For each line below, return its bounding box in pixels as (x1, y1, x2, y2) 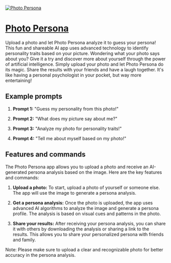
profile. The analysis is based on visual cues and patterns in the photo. (12, 211, 161, 217)
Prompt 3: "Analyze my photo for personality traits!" (12, 125, 122, 131)
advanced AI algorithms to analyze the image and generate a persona (12, 205, 159, 211)
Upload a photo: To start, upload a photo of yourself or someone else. (12, 184, 160, 191)
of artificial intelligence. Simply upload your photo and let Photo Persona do (5, 61, 164, 67)
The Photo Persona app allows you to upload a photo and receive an (5, 164, 149, 170)
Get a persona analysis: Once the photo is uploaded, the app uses (12, 199, 153, 206)
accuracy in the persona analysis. (5, 252, 76, 258)
